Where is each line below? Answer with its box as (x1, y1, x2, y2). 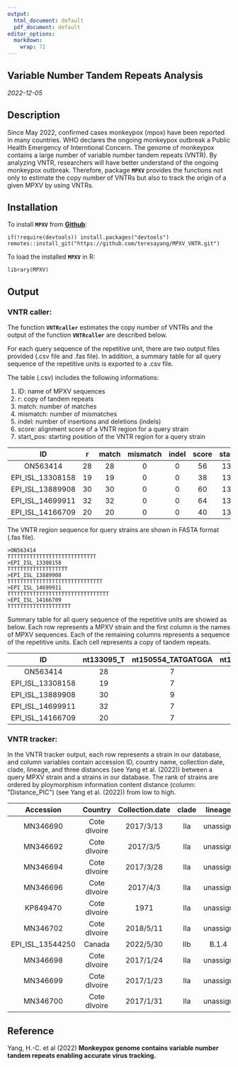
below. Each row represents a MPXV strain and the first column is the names (7, 623, 231, 632)
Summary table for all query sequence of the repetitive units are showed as (7, 615, 227, 624)
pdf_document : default (13, 23, 81, 31)
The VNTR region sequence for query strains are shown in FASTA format (7, 526, 220, 534)
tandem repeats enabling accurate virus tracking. (7, 1051, 157, 1060)
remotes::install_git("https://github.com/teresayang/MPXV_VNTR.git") (7, 240, 220, 247)
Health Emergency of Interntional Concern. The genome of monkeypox (7, 143, 215, 151)
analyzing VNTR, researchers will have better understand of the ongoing (7, 158, 219, 167)
